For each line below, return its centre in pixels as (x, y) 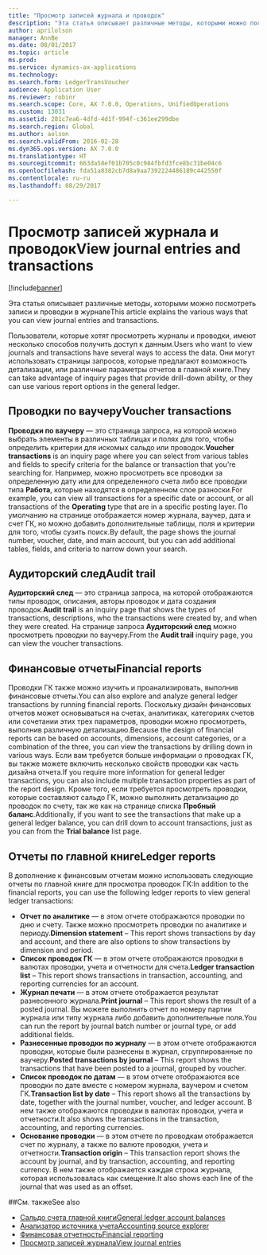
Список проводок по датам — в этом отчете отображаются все (130, 1076)
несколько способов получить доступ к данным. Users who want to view (130, 344)
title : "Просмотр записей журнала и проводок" (87, 16)
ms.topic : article (39, 52)
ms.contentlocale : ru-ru (49, 179)
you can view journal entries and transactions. (84, 320)
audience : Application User (55, 89)
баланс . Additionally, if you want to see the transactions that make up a (124, 814)
